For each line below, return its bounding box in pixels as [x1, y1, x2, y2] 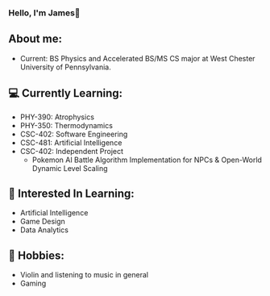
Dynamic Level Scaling [31, 163, 108, 173]
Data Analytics [19, 225, 69, 235]
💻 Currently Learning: [8, 86, 123, 100]
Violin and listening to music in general [19, 270, 149, 280]
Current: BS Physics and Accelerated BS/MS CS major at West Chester [19, 53, 255, 63]
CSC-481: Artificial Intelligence [19, 137, 123, 148]
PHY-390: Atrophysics [19, 112, 95, 122]
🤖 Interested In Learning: [8, 186, 135, 200]
